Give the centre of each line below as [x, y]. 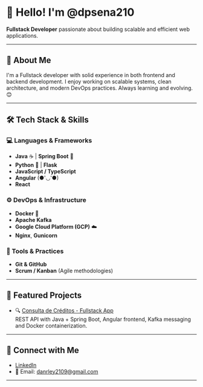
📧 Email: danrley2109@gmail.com [56, 371]
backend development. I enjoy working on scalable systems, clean [89, 81]
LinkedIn [26, 365]
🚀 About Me [29, 60]
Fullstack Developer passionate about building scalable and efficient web [98, 29]
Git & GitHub [31, 264]
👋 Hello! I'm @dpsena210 [70, 12]
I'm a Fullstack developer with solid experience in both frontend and [91, 75]
